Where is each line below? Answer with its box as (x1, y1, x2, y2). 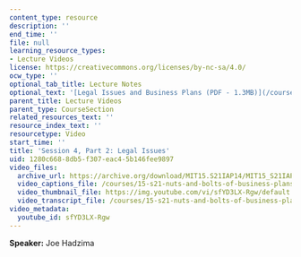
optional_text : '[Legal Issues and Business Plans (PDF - (9, 88, 230, 97)
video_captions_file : (17, 180, 99, 189)
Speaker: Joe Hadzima (9, 237, 95, 248)
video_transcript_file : (17, 196, 106, 206)
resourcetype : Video (9, 130, 87, 139)
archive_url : (17, 171, 66, 180)
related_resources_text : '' (9, 113, 115, 122)
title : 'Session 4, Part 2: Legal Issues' (9, 146, 170, 155)
